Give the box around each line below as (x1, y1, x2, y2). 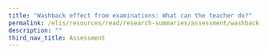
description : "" (8, 26, 62, 34)
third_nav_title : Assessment (8, 33, 106, 42)
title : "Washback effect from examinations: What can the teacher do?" (8, 11, 252, 20)
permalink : (8, 19, 45, 27)
